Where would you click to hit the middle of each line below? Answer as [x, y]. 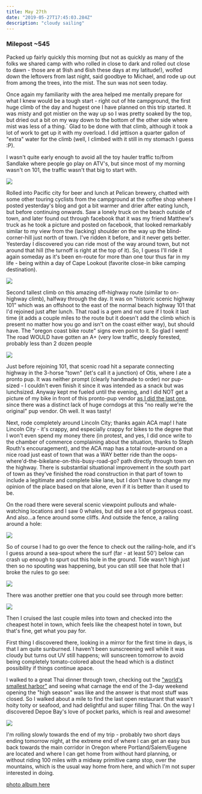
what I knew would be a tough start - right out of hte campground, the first [98, 100]
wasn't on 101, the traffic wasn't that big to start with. [72, 169]
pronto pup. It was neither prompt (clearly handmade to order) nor [88, 379]
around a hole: [24, 524]
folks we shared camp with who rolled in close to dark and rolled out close [98, 63]
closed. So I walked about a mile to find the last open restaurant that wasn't [100, 698]
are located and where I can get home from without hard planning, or [92, 753]
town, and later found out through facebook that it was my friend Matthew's [100, 218]
